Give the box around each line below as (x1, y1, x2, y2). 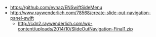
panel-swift (10, 15, 34, 21)
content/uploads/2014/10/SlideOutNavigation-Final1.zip (17, 26, 133, 32)
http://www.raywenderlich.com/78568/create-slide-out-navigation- (10, 10, 151, 16)
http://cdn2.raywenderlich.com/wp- (17, 20, 93, 26)
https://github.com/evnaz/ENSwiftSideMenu (10, 5, 102, 10)
